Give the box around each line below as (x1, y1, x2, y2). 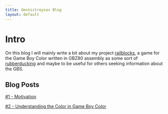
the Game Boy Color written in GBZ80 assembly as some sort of (5, 55, 138, 61)
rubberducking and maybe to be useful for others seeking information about (5, 60, 163, 66)
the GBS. (5, 66, 24, 72)
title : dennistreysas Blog (5, 7, 62, 12)
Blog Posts (5, 80, 40, 89)
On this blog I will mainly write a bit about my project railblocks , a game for (5, 50, 160, 56)
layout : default (5, 12, 39, 17)
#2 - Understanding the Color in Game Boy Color (5, 103, 107, 109)
